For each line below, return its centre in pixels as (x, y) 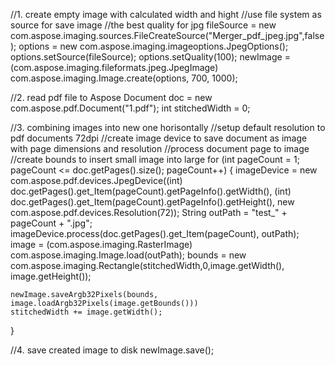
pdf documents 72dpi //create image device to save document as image (159, 138)
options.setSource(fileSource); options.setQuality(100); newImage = (150, 57)
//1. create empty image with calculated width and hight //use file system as (166, 14)
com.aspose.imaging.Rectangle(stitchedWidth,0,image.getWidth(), (147, 265)
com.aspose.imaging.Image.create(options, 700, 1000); (124, 78)
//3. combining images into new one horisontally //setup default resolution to (168, 127)
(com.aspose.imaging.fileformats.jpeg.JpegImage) (114, 67)
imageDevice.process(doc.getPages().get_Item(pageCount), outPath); (155, 233)
